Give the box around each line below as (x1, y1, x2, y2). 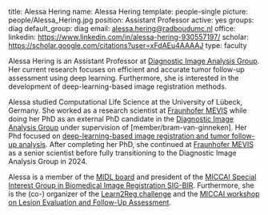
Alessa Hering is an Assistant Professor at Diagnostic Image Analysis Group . (8, 56, 260, 66)
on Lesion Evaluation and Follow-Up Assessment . (8, 197, 172, 207)
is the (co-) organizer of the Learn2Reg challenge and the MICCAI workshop (8, 189, 260, 198)
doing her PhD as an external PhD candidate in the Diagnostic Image (8, 114, 234, 123)
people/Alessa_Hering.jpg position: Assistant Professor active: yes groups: (8, 15, 254, 25)
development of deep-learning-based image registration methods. (8, 82, 227, 91)
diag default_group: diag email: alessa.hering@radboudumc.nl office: (8, 24, 236, 33)
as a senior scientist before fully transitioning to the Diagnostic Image (8, 148, 237, 157)
